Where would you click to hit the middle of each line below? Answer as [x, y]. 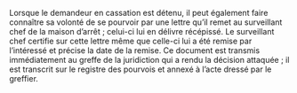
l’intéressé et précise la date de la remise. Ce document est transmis [135, 50]
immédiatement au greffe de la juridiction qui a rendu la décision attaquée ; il [149, 60]
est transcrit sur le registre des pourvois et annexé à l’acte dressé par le [140, 69]
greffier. [24, 78]
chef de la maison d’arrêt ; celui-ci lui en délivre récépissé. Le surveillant [142, 31]
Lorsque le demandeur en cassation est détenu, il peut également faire [139, 13]
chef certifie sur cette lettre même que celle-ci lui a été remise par [131, 41]
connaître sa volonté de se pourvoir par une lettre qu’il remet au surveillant [146, 22]
